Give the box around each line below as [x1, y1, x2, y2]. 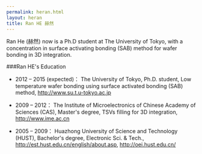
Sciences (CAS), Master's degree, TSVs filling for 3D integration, [15, 108, 178, 116]
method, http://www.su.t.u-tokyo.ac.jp [15, 89, 112, 97]
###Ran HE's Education [6, 63, 66, 70]
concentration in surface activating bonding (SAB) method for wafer [6, 45, 178, 52]
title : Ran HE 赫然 [6, 20, 54, 26]
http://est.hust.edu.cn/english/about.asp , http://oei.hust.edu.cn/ [15, 141, 176, 148]
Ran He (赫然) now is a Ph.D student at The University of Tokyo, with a [6, 38, 183, 45]
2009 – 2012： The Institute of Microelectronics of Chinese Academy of [15, 101, 197, 109]
